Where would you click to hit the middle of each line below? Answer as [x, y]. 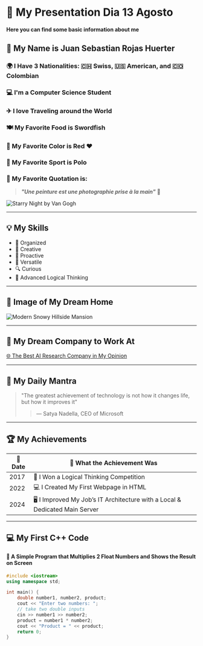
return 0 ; [30, 631]
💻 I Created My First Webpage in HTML [90, 488]
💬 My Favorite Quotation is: [47, 178]
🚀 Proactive [29, 255]
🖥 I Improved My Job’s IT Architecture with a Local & [107, 500]
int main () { [23, 592]
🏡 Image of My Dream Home [60, 302]
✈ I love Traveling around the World [59, 111]
